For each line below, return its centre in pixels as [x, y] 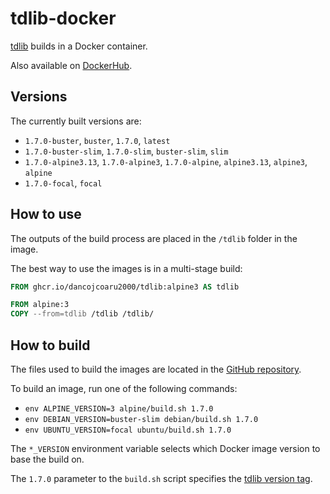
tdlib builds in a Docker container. [79, 46]
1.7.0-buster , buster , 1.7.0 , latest [97, 140]
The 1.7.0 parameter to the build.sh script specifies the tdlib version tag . [161, 478]
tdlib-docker [63, 18]
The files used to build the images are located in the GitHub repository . [156, 369]
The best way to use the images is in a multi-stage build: [126, 268]
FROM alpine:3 [40, 305]
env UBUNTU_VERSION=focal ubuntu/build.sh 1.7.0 [128, 430]
